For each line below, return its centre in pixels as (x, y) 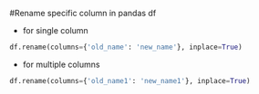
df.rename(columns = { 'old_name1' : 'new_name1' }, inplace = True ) (130, 80)
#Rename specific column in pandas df (83, 13)
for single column (55, 30)
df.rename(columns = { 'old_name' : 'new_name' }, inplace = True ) (126, 47)
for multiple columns (61, 64)
